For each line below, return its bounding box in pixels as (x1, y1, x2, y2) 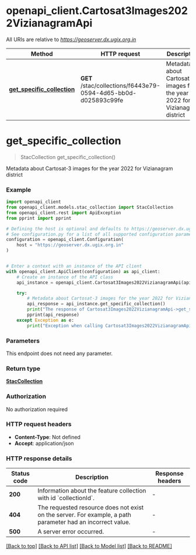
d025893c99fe (80, 96, 124, 104)
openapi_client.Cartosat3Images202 (6, 4, 188, 18)
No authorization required (6, 405, 68, 413)
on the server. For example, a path (37, 511, 131, 519)
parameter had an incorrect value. (37, 518, 131, 526)
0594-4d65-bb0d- (80, 89, 137, 97)
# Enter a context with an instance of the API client (6, 263, 142, 270)
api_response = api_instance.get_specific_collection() (27, 301, 166, 307)
